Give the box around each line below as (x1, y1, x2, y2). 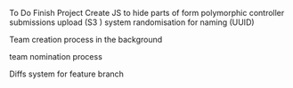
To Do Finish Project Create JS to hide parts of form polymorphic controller (9, 8, 285, 18)
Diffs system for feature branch (9, 68, 125, 79)
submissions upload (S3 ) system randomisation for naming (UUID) (9, 17, 256, 28)
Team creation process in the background (9, 35, 163, 44)
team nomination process (9, 52, 102, 61)
